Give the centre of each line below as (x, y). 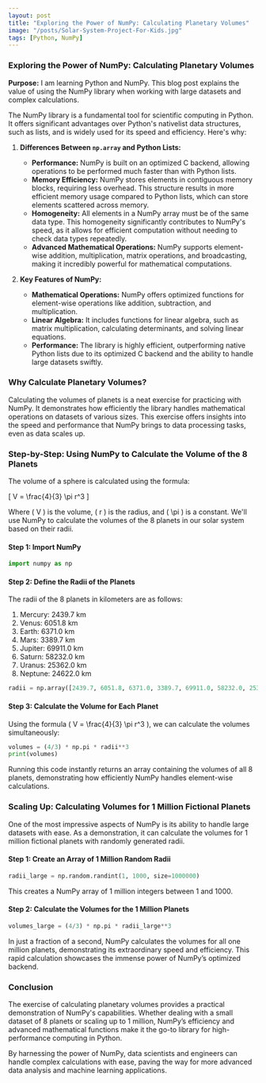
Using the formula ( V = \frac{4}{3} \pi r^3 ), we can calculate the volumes (129, 724)
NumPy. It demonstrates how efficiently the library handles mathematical (127, 408)
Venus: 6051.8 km (49, 623)
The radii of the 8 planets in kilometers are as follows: (96, 599)
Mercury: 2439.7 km (53, 615)
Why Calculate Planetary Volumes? (78, 382)
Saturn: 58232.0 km (52, 657)
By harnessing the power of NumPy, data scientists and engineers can (123, 1053)
